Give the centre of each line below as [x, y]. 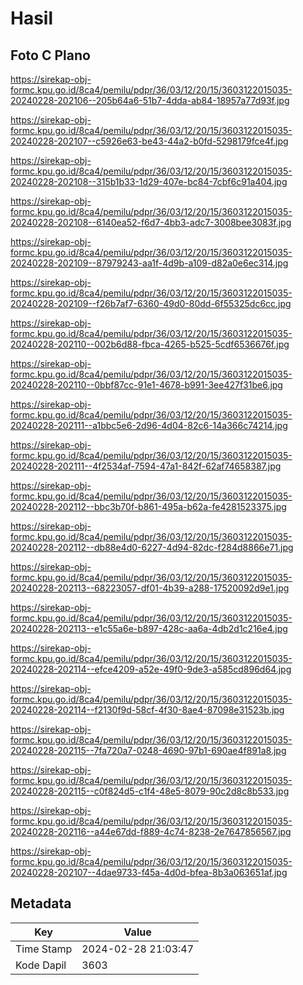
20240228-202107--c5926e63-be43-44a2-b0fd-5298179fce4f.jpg [149, 141]
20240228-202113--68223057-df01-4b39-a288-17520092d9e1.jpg [150, 588]
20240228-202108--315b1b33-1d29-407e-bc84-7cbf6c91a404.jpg [149, 181]
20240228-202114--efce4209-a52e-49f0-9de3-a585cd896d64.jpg [151, 669]
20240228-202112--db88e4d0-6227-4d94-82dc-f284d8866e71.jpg [152, 547]
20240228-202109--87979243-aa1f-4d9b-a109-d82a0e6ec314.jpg [149, 263]
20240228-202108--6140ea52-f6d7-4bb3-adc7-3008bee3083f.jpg [151, 222]
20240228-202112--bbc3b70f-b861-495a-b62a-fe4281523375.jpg [148, 506]
